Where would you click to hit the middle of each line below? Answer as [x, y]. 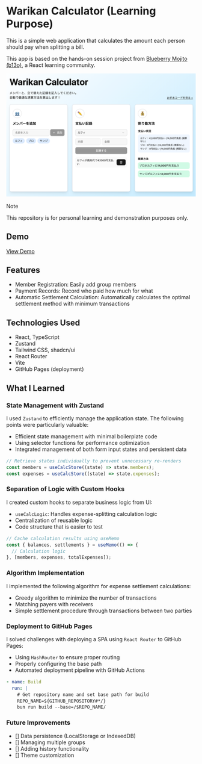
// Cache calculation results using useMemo [63, 538]
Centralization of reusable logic [54, 520]
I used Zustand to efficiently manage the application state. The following [95, 418]
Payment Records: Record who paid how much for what [84, 291]
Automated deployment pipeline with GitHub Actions [80, 670]
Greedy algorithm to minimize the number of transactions [86, 598]
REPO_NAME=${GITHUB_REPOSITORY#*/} [62, 701]
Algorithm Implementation [46, 573]
